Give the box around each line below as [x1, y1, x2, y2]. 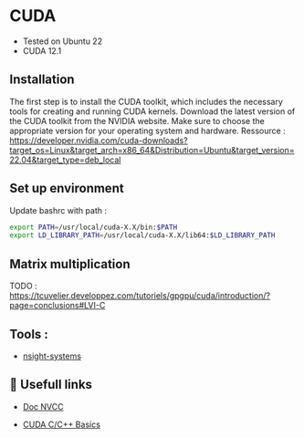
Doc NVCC [22, 401, 64, 412]
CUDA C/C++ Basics [22, 419, 100, 430]
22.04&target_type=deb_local [9, 154, 121, 165]
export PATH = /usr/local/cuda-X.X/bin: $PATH [9, 223, 178, 232]
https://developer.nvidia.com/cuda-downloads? [9, 134, 189, 146]
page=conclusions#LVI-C [9, 300, 106, 311]
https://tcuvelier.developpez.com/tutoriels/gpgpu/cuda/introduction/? [9, 290, 271, 301]
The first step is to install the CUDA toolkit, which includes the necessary [9, 96, 283, 107]
